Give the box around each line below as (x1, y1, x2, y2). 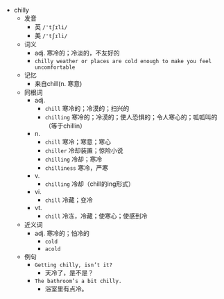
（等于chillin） (44, 121, 87, 130)
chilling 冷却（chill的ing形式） (44, 180, 135, 188)
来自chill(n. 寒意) (34, 80, 83, 87)
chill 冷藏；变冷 (44, 196, 93, 204)
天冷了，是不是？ (44, 268, 94, 277)
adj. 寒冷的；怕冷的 (34, 229, 90, 237)
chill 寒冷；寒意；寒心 (44, 138, 111, 146)
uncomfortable (34, 64, 76, 71)
